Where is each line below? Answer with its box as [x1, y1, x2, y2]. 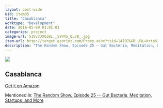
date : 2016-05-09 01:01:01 [5, 25, 60, 30]
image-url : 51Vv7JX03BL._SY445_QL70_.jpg [5, 34, 90, 39]
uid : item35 [5, 12, 29, 16]
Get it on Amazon [5, 83, 40, 89]
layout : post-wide [5, 7, 42, 12]
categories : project [5, 30, 47, 34]
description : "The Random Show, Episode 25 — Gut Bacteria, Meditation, [5, 43, 155, 48]
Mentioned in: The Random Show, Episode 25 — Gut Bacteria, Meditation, [5, 93, 152, 98]
